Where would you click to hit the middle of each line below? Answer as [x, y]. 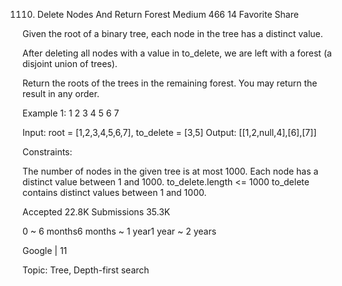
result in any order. [61, 93]
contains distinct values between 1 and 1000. [114, 192]
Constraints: [47, 152]
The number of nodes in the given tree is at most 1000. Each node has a [170, 171]
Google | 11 [45, 250]
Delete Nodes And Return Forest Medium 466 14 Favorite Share [167, 14]
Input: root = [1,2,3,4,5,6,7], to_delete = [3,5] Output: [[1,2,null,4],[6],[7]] [169, 132]
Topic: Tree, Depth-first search [86, 270]
